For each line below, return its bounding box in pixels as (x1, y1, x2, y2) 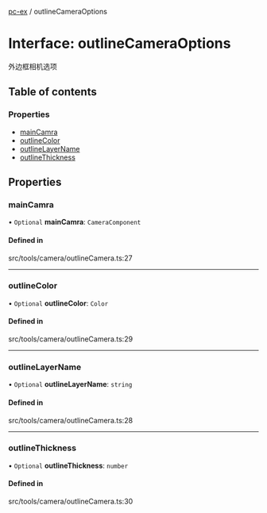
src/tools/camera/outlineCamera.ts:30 (8, 496, 133, 507)
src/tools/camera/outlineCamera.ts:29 (8, 334, 133, 344)
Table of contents (8, 85, 97, 98)
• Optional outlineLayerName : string (8, 380, 133, 389)
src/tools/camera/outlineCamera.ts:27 (8, 253, 133, 263)
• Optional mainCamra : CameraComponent (8, 218, 141, 227)
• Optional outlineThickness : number (8, 461, 129, 470)
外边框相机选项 (8, 61, 57, 71)
